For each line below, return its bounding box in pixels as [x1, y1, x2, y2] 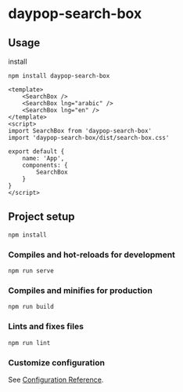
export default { [8, 148, 65, 156]
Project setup [8, 210, 76, 224]
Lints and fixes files [8, 321, 84, 332]
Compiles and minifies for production [8, 285, 152, 296]
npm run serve [8, 267, 55, 275]
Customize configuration [8, 357, 106, 368]
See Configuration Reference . [8, 375, 104, 384]
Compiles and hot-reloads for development [8, 249, 176, 260]
